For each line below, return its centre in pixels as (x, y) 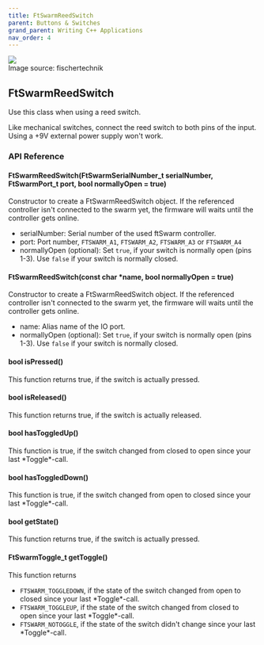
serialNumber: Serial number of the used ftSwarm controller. (118, 234)
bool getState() (34, 521)
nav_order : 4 (30, 38)
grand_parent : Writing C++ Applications (76, 30)
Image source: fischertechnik (56, 68)
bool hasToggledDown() (48, 477)
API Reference (36, 156)
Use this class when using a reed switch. (75, 113)
